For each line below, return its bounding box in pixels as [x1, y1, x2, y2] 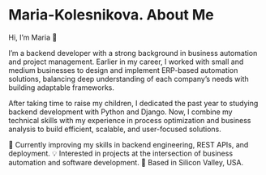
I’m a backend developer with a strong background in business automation [8, 48, 258, 58]
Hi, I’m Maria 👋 [8, 32, 58, 42]
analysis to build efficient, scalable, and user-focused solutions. [8, 124, 221, 134]
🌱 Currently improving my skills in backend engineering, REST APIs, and [8, 139, 249, 149]
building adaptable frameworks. [8, 83, 115, 92]
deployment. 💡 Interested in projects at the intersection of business [8, 148, 234, 158]
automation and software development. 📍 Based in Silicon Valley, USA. [8, 157, 244, 167]
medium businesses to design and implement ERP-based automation [8, 65, 238, 75]
